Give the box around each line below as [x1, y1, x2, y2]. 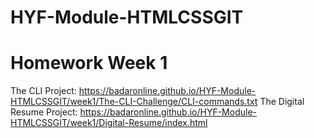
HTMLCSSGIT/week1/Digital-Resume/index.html [10, 117, 208, 129]
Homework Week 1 [10, 52, 168, 75]
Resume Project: [10, 106, 78, 118]
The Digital [259, 96, 305, 108]
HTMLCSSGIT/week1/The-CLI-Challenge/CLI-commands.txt [10, 96, 258, 108]
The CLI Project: [10, 85, 77, 97]
